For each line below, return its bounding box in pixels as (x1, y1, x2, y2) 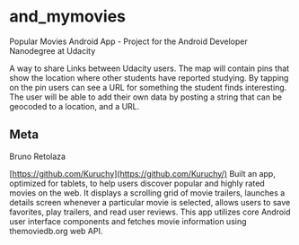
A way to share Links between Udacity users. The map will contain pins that (9, 63, 290, 74)
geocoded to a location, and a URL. (9, 101, 140, 111)
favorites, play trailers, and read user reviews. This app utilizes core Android (9, 206, 291, 217)
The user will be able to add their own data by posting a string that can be (9, 92, 283, 102)
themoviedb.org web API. (9, 225, 103, 236)
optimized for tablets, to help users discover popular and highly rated (9, 178, 265, 188)
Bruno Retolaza (9, 151, 66, 162)
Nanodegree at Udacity (9, 45, 96, 56)
